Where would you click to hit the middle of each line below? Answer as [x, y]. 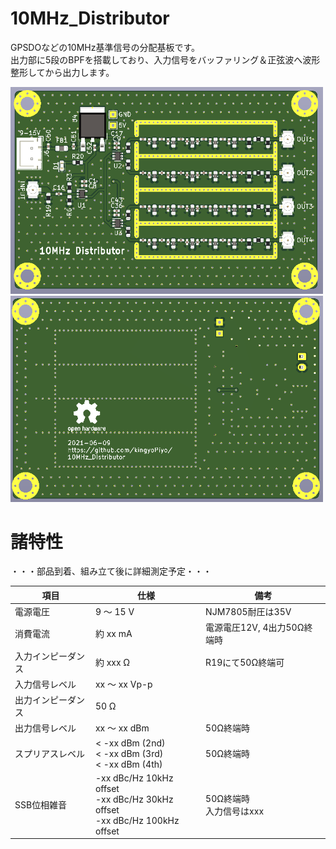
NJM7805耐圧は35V [248, 612]
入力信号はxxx [235, 811]
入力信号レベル [45, 684]
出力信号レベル [45, 728]
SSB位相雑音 [41, 804]
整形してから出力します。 [62, 72]
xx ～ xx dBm [122, 728]
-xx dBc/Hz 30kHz [134, 799]
